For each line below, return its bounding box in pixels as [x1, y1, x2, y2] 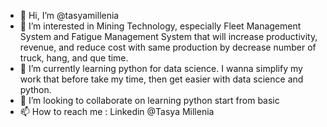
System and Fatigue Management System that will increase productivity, [19, 31, 318, 42]
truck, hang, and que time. [19, 52, 129, 64]
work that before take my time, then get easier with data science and [19, 73, 304, 85]
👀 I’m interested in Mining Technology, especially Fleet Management [19, 20, 302, 32]
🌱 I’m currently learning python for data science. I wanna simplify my [19, 63, 303, 74]
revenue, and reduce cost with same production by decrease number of [19, 41, 317, 53]
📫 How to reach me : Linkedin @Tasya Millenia [19, 106, 215, 117]
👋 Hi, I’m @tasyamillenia [19, 10, 120, 21]
